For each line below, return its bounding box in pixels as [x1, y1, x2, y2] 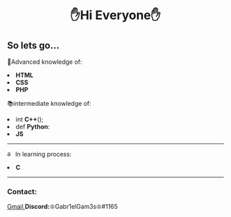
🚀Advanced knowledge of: [7, 58, 82, 66]
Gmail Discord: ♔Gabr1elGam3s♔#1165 [7, 203, 118, 211]
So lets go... [7, 39, 60, 51]
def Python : [16, 123, 50, 130]
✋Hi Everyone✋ [69, 8, 162, 23]
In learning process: [14, 150, 72, 158]
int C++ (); [16, 115, 43, 123]
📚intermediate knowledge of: [7, 100, 91, 107]
